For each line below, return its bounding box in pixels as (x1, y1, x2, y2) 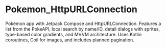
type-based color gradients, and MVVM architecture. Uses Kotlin (5, 31, 142, 37)
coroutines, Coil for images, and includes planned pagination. (5, 37, 134, 43)
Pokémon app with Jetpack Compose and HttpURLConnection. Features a (5, 20, 161, 27)
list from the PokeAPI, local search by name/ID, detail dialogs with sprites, (5, 26, 160, 32)
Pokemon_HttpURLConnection (5, 4, 138, 15)
